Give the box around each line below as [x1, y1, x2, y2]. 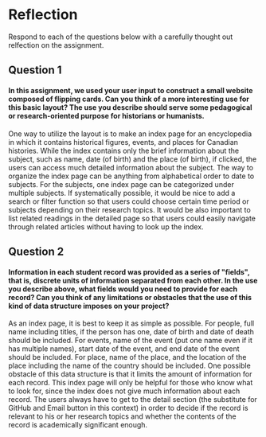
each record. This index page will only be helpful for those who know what [8, 378, 253, 388]
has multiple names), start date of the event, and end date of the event [8, 344, 241, 353]
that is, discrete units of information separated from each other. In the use [8, 275, 258, 285]
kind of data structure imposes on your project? [8, 301, 170, 310]
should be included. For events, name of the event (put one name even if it [8, 336, 253, 345]
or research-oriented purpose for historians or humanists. [8, 111, 205, 120]
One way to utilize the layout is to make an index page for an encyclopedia [8, 129, 252, 139]
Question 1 [8, 64, 62, 77]
